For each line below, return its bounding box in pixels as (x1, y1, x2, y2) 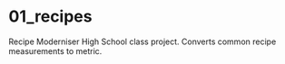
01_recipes (8, 6, 93, 27)
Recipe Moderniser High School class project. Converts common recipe (8, 36, 277, 47)
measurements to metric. (8, 45, 103, 56)
